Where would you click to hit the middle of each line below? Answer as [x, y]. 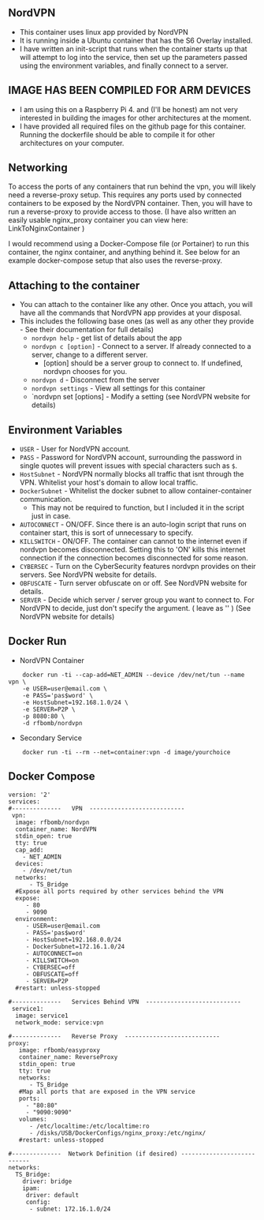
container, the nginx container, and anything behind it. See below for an [124, 253]
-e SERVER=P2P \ [49, 709]
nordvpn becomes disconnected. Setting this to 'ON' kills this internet [132, 550]
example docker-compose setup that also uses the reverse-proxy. [115, 260]
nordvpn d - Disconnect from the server [95, 380]
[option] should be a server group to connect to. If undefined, [143, 363]
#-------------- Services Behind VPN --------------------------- [125, 1001]
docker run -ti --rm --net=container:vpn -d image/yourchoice [126, 752]
